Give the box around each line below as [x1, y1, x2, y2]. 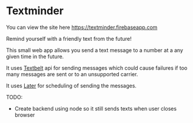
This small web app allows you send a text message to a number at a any [6, 46, 184, 54]
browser [14, 111, 35, 118]
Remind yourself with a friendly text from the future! [6, 35, 132, 42]
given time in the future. [6, 53, 64, 60]
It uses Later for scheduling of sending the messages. [6, 82, 137, 89]
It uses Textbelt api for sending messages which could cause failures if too [6, 64, 188, 72]
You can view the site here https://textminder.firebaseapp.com [6, 24, 158, 31]
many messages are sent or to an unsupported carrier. [6, 70, 138, 77]
